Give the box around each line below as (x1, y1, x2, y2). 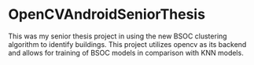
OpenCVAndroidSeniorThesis (8, 5, 206, 23)
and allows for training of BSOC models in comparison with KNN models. (8, 48, 244, 57)
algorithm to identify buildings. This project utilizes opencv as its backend (8, 39, 247, 49)
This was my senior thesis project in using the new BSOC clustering (8, 31, 227, 41)
